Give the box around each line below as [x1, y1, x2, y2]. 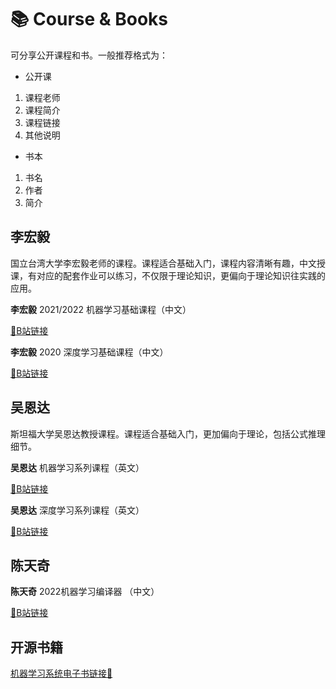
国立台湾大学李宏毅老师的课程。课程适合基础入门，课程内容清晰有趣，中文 [10, 257, 317, 269]
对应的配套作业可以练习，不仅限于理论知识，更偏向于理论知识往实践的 [36, 269, 326, 281]
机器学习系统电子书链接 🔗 [10, 667, 113, 680]
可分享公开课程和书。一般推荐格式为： [10, 49, 168, 61]
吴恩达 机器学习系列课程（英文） [10, 461, 145, 473]
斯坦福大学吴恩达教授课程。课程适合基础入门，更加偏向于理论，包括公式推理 [10, 427, 326, 440]
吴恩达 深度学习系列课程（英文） [10, 504, 145, 516]
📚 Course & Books [10, 8, 169, 31]
